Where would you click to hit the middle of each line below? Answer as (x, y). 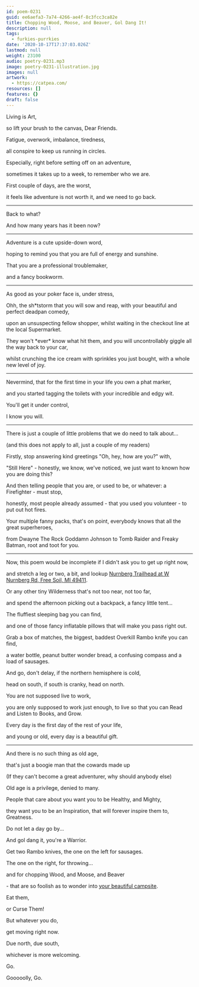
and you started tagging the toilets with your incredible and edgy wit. (90, 393)
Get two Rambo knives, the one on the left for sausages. (75, 851)
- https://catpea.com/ (39, 83)
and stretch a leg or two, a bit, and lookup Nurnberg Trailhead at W (88, 573)
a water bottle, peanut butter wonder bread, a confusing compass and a (94, 655)
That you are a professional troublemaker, (57, 265)
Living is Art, (21, 117)
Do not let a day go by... (35, 828)
